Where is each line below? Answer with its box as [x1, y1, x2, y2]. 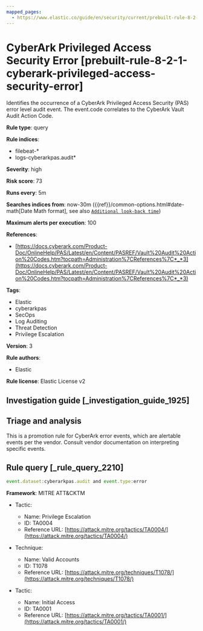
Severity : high [6, 166, 42, 173]
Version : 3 [6, 342, 33, 349]
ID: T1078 [24, 562, 48, 570]
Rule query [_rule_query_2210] [6, 462, 124, 473]
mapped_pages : [6, 8, 42, 15]
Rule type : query [6, 124, 48, 131]
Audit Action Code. [6, 112, 54, 120]
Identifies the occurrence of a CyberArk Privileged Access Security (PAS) [6, 100, 189, 107]
